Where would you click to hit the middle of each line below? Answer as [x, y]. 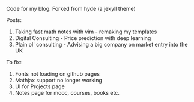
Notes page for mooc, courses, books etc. [67, 93]
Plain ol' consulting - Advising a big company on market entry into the [101, 44]
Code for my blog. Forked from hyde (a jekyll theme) [71, 9]
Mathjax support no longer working [58, 80]
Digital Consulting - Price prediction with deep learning [83, 38]
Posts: [14, 20]
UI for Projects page [40, 86]
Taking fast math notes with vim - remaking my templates [86, 32]
